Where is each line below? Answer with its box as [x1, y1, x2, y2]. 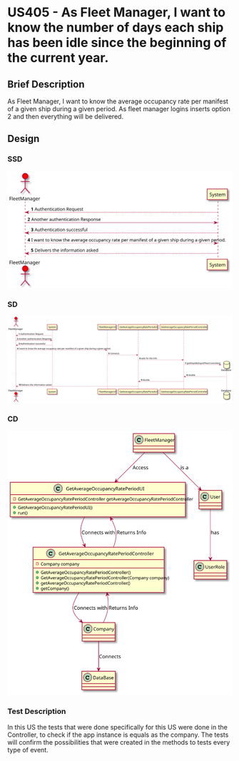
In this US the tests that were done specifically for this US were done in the [7, 722, 228, 731]
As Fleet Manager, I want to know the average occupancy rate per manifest [7, 97, 228, 106]
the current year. [7, 50, 109, 66]
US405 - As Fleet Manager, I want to [7, 4, 226, 21]
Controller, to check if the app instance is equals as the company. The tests [7, 730, 229, 739]
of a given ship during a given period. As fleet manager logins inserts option [7, 105, 230, 113]
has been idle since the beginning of [7, 35, 227, 51]
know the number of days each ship [7, 19, 224, 36]
